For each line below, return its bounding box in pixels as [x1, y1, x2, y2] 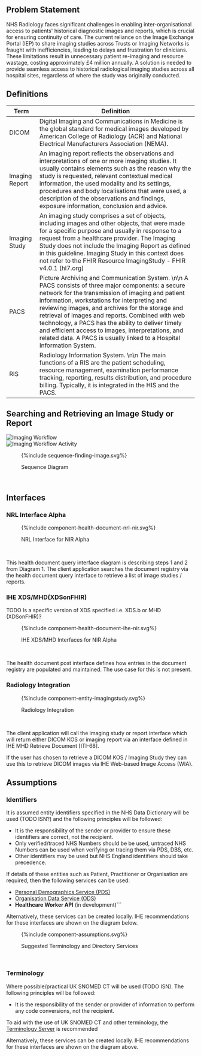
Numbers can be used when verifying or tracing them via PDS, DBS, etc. [14, 846, 193, 853]
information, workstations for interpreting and [39, 296, 167, 305]
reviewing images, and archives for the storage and [39, 303, 184, 312]
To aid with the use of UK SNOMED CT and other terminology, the [6, 1019, 169, 1026]
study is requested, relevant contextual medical [39, 172, 172, 180]
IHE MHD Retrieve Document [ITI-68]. [6, 742, 100, 749]
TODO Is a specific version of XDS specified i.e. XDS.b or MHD [6, 607, 162, 614]
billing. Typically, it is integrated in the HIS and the [39, 381, 179, 389]
